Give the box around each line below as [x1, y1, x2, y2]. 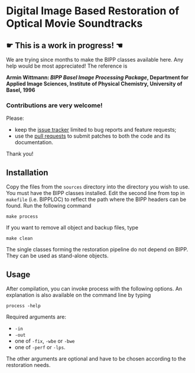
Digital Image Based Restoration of [6, 4, 180, 18]
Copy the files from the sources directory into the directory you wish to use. [6, 183, 190, 190]
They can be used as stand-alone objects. [6, 252, 109, 259]
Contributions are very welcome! [6, 101, 103, 109]
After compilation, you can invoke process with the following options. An [6, 285, 183, 292]
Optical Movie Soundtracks [6, 17, 143, 30]
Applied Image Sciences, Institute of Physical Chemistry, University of [6, 80, 183, 87]
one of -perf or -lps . [14, 343, 66, 350]
